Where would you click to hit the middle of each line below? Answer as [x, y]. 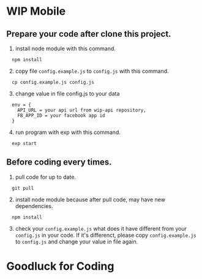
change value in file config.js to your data [67, 94]
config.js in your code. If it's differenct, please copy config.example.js [106, 235]
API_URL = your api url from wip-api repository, [82, 110]
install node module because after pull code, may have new [90, 199]
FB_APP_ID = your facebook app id [61, 116]
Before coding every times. [59, 162]
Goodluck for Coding [60, 266]
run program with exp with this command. [68, 132]
